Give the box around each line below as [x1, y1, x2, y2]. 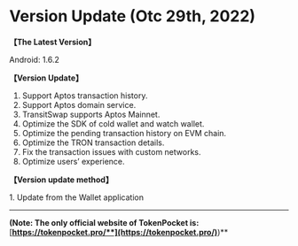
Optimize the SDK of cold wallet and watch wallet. [21, 118, 205, 129]
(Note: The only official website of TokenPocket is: [9, 217, 200, 227]
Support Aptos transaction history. [21, 90, 148, 101]
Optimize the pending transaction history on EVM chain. [21, 127, 227, 138]
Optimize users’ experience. [21, 156, 126, 166]
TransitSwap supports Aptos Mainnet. [21, 109, 161, 119]
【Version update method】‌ [9, 174, 114, 185]
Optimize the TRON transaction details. [21, 137, 165, 148]
